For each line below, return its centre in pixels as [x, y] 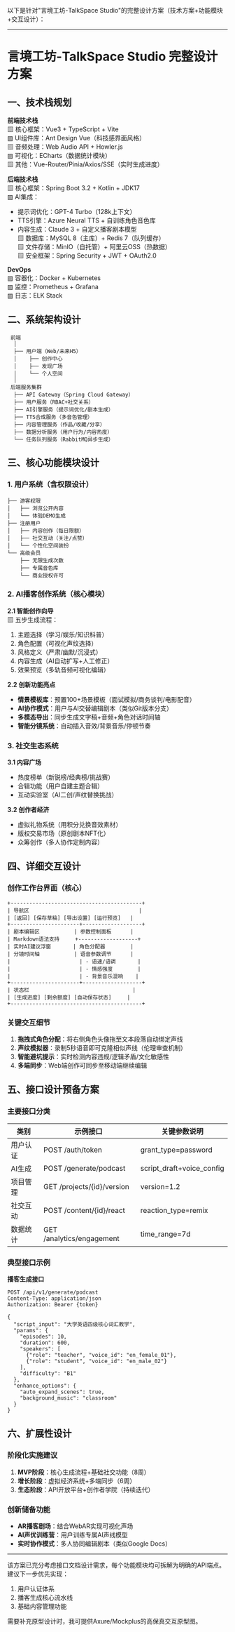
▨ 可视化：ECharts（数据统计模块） [59, 155]
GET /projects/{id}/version [86, 1186]
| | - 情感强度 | [74, 969]
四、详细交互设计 [44, 867]
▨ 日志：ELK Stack [35, 296]
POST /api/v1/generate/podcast [53, 1293]
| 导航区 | [74, 910]
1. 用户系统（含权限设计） [50, 484]
